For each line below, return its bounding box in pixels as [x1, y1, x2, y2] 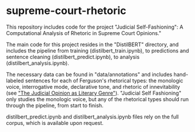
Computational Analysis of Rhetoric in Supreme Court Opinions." [6, 29, 162, 36]
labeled [6, 77, 25, 84]
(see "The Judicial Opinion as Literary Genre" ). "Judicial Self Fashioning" [6, 89, 182, 96]
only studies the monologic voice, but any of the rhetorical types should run [6, 95, 189, 103]
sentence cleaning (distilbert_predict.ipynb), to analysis [6, 53, 140, 60]
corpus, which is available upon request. [6, 119, 104, 126]
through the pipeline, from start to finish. [6, 102, 104, 109]
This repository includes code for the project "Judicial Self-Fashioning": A [6, 23, 183, 30]
